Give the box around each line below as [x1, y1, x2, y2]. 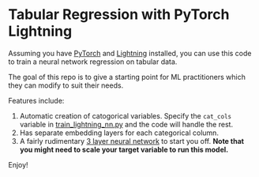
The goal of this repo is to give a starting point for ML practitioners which [8, 72, 246, 81]
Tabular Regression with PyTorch [8, 6, 230, 24]
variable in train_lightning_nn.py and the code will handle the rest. [19, 119, 234, 129]
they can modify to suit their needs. [8, 81, 124, 90]
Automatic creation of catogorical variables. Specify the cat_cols [19, 111, 231, 120]
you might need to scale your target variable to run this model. [19, 145, 229, 154]
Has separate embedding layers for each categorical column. [19, 128, 220, 137]
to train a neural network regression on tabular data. [8, 57, 178, 66]
